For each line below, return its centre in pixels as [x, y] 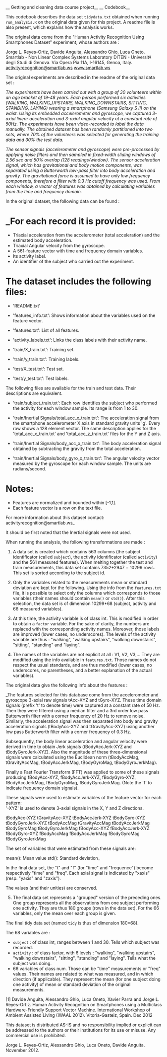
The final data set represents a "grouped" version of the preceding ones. [87, 897]
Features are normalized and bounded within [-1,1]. [64, 502]
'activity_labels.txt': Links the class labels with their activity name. [80, 340]
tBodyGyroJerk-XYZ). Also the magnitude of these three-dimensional [76, 752]
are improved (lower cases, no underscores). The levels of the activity [84, 634]
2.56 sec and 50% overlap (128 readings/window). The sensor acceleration [83, 160]
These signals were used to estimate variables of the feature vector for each [83, 797]
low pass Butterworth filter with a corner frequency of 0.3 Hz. [68, 732]
